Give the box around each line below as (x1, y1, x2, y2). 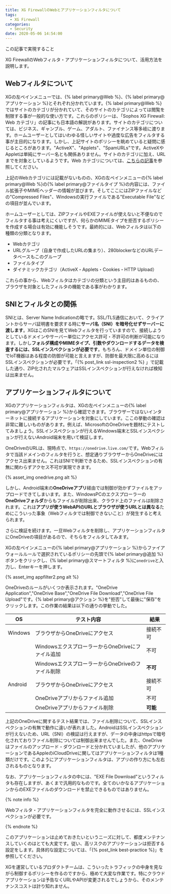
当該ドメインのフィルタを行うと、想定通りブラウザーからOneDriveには (14, 451, 163, 457)
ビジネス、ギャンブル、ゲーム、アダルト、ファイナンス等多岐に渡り (18, 125, 161, 131)
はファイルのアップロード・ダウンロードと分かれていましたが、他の (5, 744, 148, 750)
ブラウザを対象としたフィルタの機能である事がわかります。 (5, 283, 130, 289)
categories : (5, 21, 31, 27)
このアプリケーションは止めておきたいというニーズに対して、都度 (5, 834, 143, 841)
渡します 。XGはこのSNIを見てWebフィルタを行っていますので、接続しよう (5, 327, 162, 333)
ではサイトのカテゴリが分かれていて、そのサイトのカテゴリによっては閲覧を (5, 106, 165, 113)
